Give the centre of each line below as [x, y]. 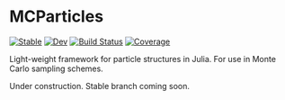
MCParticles [57, 17]
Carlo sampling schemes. [56, 68]
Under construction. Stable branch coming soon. [100, 86]
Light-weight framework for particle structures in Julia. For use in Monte [143, 59]
